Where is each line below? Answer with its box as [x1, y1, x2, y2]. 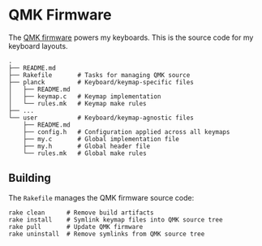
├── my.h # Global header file [23, 142, 151, 150]
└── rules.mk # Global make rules [23, 149, 148, 158]
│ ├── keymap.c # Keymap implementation [8, 92, 161, 101]
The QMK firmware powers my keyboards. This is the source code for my [8, 32, 254, 42]
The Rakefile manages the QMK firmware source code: [8, 192, 195, 202]
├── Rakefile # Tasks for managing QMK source [8, 71, 191, 79]
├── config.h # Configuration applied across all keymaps [23, 127, 230, 136]
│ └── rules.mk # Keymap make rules [8, 99, 148, 107]
